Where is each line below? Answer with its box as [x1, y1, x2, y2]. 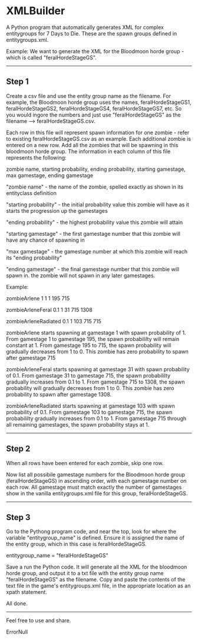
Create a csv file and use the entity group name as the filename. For [6, 92, 171, 99]
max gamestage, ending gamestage [6, 171, 93, 178]
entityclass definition [6, 189, 57, 196]
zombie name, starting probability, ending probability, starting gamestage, [6, 165, 186, 173]
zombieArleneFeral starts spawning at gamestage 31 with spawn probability [6, 365, 190, 373]
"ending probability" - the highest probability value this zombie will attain [6, 219, 183, 226]
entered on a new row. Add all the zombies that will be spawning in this [6, 141, 179, 148]
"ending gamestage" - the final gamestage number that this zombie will [6, 265, 180, 272]
